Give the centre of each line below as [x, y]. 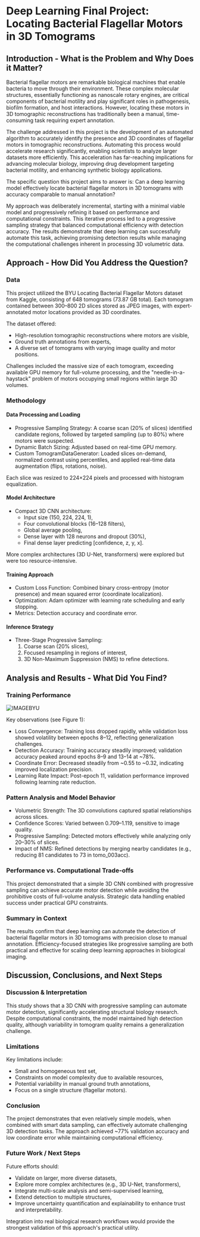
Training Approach [30, 574]
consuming [20, 120]
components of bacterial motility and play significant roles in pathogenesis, [98, 101]
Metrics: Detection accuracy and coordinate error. [76, 613]
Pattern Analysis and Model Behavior [61, 798]
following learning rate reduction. [55, 782]
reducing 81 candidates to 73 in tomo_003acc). [72, 855]
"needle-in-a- [168, 372]
